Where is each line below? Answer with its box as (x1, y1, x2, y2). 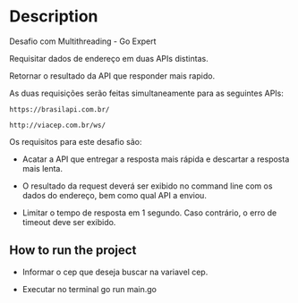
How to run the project (9, 243, 137, 258)
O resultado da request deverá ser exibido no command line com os (21, 181, 273, 191)
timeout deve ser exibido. (21, 216, 116, 227)
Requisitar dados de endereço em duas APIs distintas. (9, 53, 209, 63)
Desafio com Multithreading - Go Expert (9, 36, 157, 46)
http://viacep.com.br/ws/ (9, 121, 106, 130)
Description (9, 6, 98, 27)
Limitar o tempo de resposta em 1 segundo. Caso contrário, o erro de (21, 207, 277, 218)
